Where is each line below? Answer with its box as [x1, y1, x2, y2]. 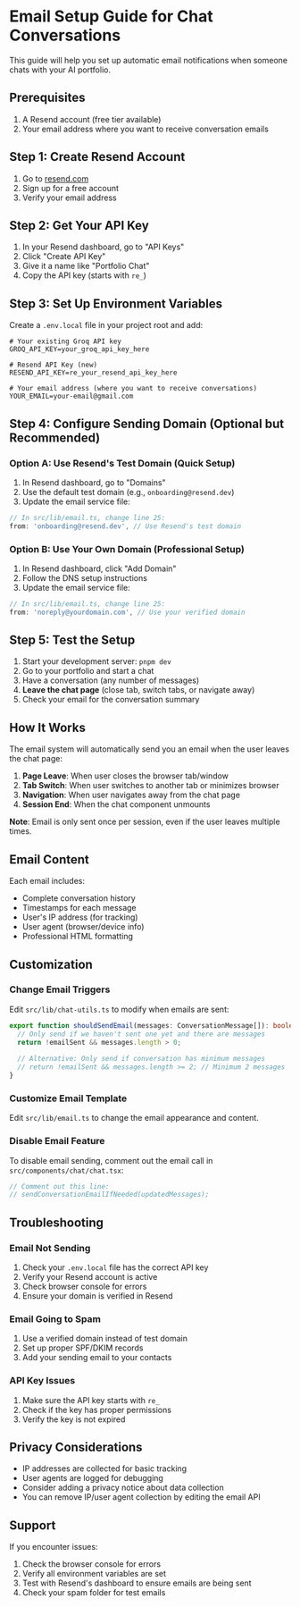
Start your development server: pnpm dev [21, 656, 171, 667]
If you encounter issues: [9, 1542, 98, 1552]
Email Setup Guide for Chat [9, 6, 213, 27]
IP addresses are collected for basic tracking [21, 1463, 187, 1474]
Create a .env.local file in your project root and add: [9, 320, 204, 331]
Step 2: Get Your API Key [9, 217, 149, 233]
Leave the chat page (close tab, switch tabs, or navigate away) [21, 685, 255, 695]
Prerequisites [9, 90, 86, 105]
